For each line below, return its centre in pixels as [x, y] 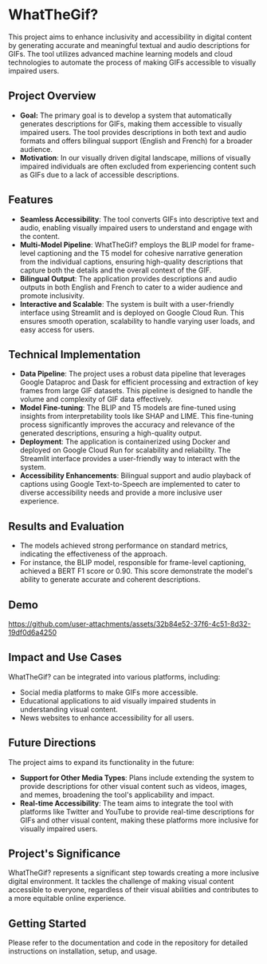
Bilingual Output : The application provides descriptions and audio [128, 278]
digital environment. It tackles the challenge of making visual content [121, 882]
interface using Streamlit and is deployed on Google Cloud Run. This [132, 313]
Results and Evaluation [67, 526]
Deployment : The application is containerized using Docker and [125, 442]
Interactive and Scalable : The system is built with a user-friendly [127, 304]
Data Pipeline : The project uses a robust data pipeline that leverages [133, 374]
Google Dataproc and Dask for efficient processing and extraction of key [139, 382]
